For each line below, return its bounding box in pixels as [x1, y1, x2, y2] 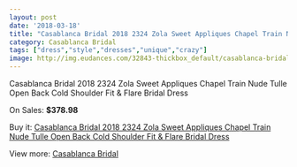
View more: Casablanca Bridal [9, 148, 119, 159]
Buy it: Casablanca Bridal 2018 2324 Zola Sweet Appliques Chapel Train [9, 122, 271, 133]
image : [9, 54, 34, 63]
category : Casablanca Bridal [9, 37, 117, 47]
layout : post [9, 12, 57, 22]
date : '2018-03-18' [9, 21, 81, 30]
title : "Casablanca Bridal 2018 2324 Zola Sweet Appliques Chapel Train [9, 29, 283, 38]
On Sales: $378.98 [9, 105, 79, 115]
